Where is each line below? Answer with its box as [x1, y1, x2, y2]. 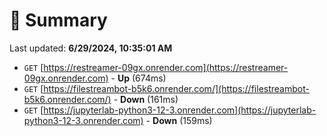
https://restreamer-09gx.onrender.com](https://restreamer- [43, 61, 289, 73]
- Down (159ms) [145, 114, 213, 126]
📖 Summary [9, 9, 108, 32]
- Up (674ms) [110, 72, 167, 84]
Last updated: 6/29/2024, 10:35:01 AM [9, 42, 173, 54]
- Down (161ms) [113, 93, 179, 105]
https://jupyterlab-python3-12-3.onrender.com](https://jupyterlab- [43, 104, 317, 116]
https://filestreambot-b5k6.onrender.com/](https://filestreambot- [43, 82, 310, 94]
